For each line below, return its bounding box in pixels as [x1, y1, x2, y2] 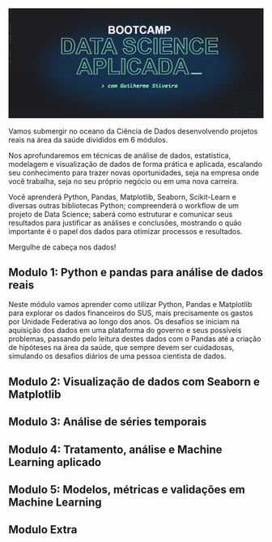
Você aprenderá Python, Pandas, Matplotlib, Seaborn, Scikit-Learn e [8, 192, 236, 202]
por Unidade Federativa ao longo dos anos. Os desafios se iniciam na [8, 317, 240, 326]
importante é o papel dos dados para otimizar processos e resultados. [8, 226, 243, 236]
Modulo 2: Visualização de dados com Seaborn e [8, 374, 261, 388]
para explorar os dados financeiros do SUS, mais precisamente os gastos [8, 308, 253, 318]
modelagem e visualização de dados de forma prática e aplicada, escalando [8, 159, 263, 169]
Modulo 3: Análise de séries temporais [8, 415, 207, 429]
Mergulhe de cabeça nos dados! [8, 242, 117, 252]
